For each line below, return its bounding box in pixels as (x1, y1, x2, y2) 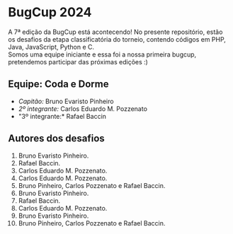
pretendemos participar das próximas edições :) (8, 57, 148, 66)
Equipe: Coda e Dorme (8, 78, 109, 90)
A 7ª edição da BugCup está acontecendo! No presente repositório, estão (8, 28, 223, 36)
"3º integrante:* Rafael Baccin (18, 112, 107, 120)
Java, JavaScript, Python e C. (8, 42, 95, 51)
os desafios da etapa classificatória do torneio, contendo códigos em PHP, (8, 35, 226, 43)
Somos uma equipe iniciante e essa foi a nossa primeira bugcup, (8, 50, 197, 59)
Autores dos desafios (8, 132, 105, 145)
